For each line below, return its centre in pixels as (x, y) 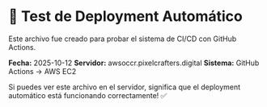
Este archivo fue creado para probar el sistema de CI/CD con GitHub (123, 39)
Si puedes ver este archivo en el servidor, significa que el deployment (125, 87)
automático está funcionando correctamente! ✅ (88, 95)
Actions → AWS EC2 (42, 71)
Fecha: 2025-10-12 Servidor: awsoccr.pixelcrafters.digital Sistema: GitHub (134, 63)
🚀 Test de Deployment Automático (125, 16)
